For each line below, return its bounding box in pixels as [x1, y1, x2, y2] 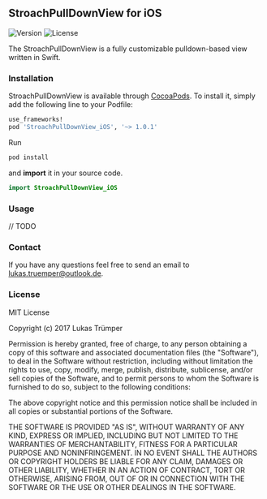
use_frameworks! [8, 115, 63, 124]
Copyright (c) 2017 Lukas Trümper [8, 323, 123, 333]
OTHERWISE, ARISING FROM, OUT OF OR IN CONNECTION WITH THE [8, 474, 245, 484]
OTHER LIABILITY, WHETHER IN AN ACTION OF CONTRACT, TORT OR [8, 465, 245, 475]
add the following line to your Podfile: [8, 100, 134, 110]
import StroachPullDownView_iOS [8, 183, 118, 191]
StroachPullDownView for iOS [8, 6, 162, 20]
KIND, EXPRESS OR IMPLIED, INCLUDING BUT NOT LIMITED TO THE [8, 430, 239, 441]
